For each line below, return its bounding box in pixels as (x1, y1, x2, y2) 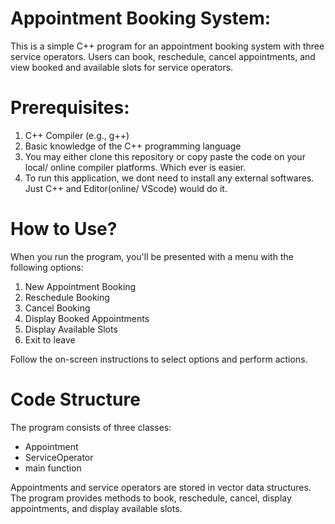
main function (24, 462, 82, 474)
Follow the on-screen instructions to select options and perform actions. (10, 353, 308, 365)
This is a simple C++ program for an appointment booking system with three (10, 40, 325, 52)
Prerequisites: (10, 97, 130, 119)
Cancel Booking (24, 302, 91, 314)
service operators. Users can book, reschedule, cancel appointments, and (10, 50, 316, 62)
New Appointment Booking (24, 280, 137, 292)
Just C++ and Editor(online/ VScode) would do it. (24, 182, 228, 194)
